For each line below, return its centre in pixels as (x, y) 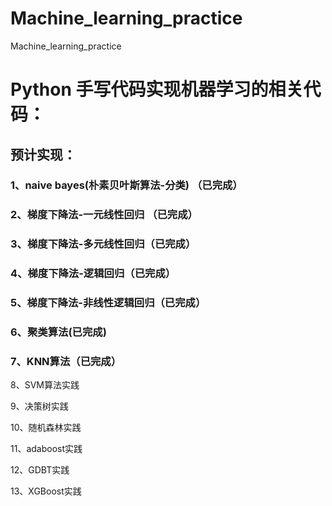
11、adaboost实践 (46, 449)
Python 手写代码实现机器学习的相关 (157, 89)
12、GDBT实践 (40, 470)
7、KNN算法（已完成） (66, 361)
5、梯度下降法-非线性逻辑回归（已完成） (108, 303)
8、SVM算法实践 (45, 385)
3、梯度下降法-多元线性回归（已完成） (103, 244)
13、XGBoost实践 (46, 491)
